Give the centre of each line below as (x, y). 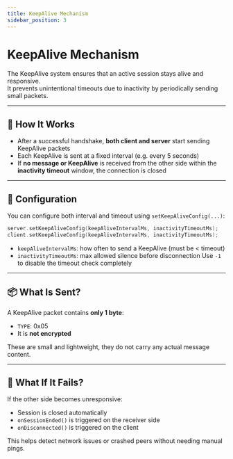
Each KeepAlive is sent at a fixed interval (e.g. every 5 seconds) (108, 156)
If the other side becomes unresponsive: (65, 399)
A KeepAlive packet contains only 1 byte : (66, 312)
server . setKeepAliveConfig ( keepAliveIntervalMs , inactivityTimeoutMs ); (113, 229)
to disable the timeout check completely (75, 263)
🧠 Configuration (42, 199)
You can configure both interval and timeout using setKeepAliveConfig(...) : (116, 216)
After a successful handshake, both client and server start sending (113, 141)
